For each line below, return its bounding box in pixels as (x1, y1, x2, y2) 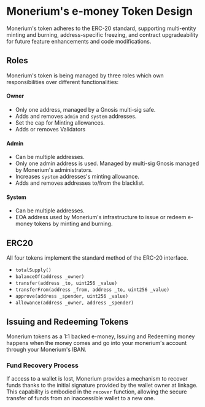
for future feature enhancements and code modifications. (6, 37, 152, 45)
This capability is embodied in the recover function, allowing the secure (6, 388, 187, 395)
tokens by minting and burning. (34, 220, 113, 228)
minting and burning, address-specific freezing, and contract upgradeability (6, 31, 199, 38)
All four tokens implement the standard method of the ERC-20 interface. (6, 254, 188, 262)
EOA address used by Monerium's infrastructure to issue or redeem (15, 214, 187, 221)
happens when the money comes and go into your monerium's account (6, 339, 187, 346)
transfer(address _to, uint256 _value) (15, 281, 118, 287)
